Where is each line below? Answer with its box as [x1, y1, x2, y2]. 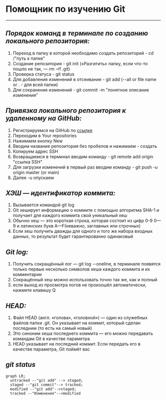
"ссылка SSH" [12, 159, 42, 165]
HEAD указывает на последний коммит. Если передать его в [12, 341, 141, 347]
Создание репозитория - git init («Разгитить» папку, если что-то [12, 60, 148, 66]
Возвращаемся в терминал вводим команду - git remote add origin [12, 153, 154, 159]
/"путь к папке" [12, 55, 45, 61]
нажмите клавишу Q [12, 287, 56, 293]
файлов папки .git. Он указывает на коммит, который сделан [12, 320, 141, 326]
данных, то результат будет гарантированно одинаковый [12, 233, 133, 239]
